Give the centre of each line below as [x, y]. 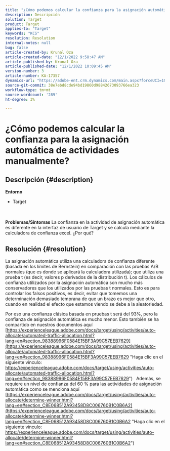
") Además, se [145, 379]
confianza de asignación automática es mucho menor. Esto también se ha [82, 319]
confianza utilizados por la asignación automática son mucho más [74, 283]
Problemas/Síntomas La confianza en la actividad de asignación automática [85, 222]
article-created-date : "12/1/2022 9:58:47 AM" [55, 57]
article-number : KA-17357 [32, 76]
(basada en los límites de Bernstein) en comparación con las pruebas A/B [82, 267]
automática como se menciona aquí [42, 389]
